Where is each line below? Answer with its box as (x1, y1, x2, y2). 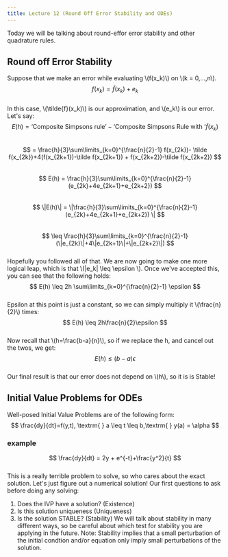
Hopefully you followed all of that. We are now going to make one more (7, 257, 207, 265)
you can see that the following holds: (7, 272, 112, 280)
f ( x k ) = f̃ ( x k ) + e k (91, 85, 139, 95)
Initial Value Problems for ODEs (7, 392, 142, 404)
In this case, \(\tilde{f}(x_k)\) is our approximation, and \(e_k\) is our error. (7, 104, 214, 113)
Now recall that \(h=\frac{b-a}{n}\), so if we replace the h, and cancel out (7, 337, 214, 345)
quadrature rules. (7, 36, 56, 45)
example (7, 438, 36, 448)
